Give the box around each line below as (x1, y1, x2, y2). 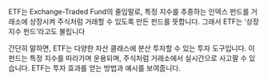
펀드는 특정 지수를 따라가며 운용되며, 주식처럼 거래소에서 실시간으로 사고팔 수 (8, 54, 248, 63)
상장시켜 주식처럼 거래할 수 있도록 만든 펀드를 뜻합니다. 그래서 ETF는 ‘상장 (29, 17, 260, 26)
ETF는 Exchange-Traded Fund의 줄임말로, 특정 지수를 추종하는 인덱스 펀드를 (8, 7, 249, 16)
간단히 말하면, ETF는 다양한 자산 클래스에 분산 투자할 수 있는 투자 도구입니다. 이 (8, 44, 256, 53)
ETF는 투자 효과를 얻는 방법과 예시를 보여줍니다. (31, 63, 181, 73)
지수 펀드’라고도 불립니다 (8, 27, 86, 36)
